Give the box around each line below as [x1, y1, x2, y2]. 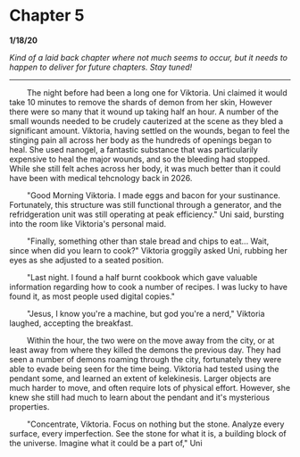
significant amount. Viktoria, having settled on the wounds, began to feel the [9, 125, 290, 136]
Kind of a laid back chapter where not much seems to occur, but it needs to [9, 52, 288, 62]
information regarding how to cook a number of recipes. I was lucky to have [9, 281, 288, 292]
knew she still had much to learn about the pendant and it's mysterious [9, 392, 271, 403]
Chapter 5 [9, 5, 85, 26]
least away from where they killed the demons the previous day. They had [9, 345, 281, 355]
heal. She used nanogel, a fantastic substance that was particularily [9, 144, 259, 154]
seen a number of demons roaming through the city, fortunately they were [9, 353, 282, 364]
